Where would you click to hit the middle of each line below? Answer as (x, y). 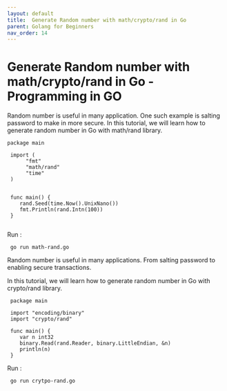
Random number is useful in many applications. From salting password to (111, 260)
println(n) (35, 349)
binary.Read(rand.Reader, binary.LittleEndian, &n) (95, 343)
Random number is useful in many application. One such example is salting (114, 116)
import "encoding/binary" (47, 313)
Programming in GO (65, 97)
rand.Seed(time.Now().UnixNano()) (69, 204)
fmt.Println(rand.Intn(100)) (61, 210)
